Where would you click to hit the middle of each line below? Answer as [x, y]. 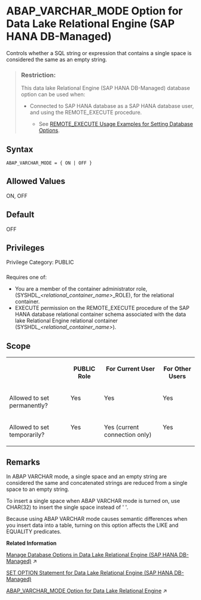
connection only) [128, 435]
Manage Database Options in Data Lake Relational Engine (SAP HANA [92, 555]
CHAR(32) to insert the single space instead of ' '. [67, 507]
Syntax [20, 149]
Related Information [31, 543]
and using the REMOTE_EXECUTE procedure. [86, 113]
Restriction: [38, 75]
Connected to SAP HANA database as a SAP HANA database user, [112, 106]
